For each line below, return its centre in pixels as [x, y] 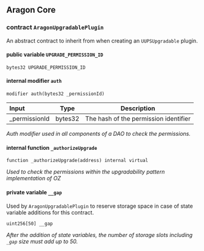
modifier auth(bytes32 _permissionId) [55, 94]
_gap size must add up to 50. [42, 241]
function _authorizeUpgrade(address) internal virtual [77, 161]
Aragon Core [31, 10]
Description [138, 108]
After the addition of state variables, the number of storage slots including [100, 235]
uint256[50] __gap [30, 224]
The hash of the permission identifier [138, 119]
